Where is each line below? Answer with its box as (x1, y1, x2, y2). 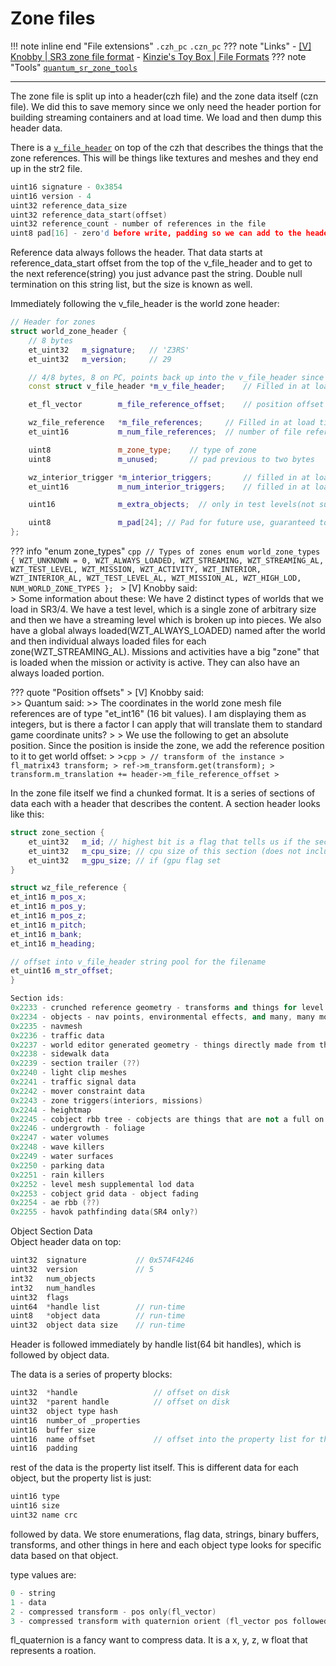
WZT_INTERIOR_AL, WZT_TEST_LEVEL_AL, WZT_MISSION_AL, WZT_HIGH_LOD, (10, 573, 302, 584)
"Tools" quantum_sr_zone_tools (10, 61, 138, 73)
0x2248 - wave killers (10, 1142, 105, 1152)
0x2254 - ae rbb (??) (10, 1198, 101, 1208)
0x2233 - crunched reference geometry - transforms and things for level (10, 1003, 325, 1013)
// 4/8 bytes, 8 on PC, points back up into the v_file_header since (28, 372, 325, 382)
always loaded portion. (10, 667, 105, 679)
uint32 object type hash (10, 1406, 118, 1416)
